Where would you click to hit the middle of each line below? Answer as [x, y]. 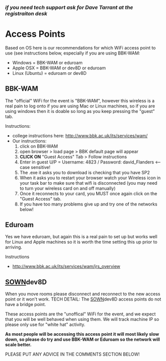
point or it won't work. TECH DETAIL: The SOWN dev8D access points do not [83, 299]
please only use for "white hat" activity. [45, 325]
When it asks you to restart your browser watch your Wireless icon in [90, 178]
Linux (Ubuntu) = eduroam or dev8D [49, 73]
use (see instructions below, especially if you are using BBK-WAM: [73, 53]
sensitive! [41, 167]
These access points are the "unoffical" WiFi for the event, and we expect [81, 314]
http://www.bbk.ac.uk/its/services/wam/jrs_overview [66, 266]
